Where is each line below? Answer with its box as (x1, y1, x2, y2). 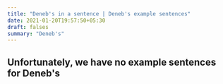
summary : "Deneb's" (7, 30, 65, 37)
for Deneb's (7, 67, 61, 79)
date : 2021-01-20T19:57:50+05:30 (7, 17, 106, 24)
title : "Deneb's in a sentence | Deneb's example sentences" (7, 10, 191, 18)
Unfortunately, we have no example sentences (7, 56, 217, 68)
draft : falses (7, 23, 49, 30)
